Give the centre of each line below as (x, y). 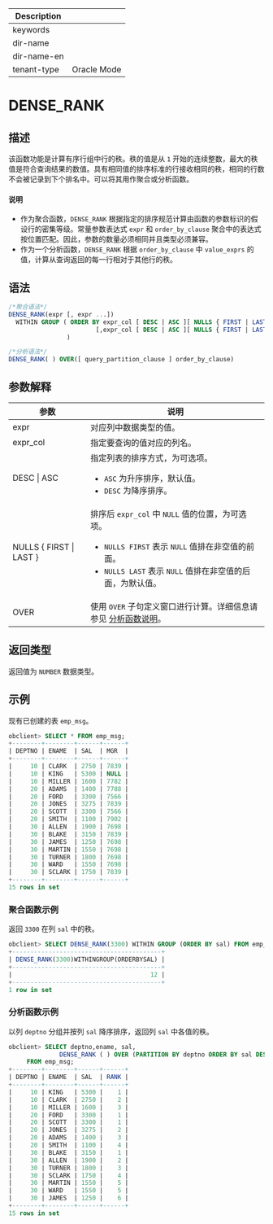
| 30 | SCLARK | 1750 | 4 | (69, 1175)
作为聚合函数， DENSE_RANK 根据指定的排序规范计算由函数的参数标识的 (136, 219)
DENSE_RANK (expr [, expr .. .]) (61, 314)
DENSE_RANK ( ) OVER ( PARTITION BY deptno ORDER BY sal (156, 1054)
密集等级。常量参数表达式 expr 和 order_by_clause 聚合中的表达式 (152, 229)
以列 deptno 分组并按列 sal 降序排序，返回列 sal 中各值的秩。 (111, 1031)
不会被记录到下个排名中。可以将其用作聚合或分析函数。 (101, 179)
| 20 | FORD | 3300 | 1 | (69, 1115)
